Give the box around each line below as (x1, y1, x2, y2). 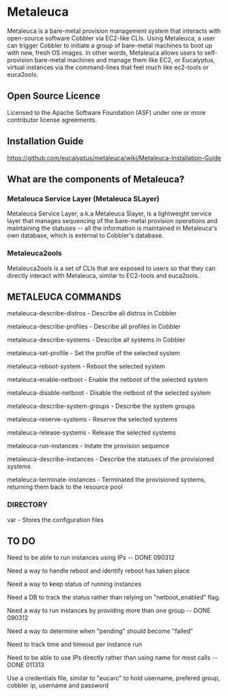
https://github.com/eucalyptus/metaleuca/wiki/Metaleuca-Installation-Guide (7, 153, 222, 162)
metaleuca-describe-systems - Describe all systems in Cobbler (7, 336, 186, 344)
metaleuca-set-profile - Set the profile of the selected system (7, 349, 180, 357)
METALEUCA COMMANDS (7, 291, 122, 302)
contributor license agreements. (7, 116, 98, 124)
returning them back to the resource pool (7, 483, 123, 491)
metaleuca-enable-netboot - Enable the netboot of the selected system (7, 376, 208, 384)
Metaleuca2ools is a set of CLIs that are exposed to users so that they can (7, 264, 216, 272)
